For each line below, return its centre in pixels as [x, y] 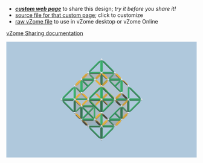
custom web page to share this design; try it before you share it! [95, 9]
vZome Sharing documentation [45, 33]
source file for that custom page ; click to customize [79, 15]
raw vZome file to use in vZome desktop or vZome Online [86, 21]
